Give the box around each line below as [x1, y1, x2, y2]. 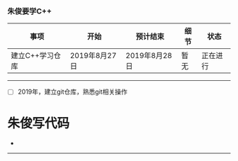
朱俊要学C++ [7, 6, 52, 16]
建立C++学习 [11, 51, 55, 61]
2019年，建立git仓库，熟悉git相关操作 [17, 87, 127, 96]
